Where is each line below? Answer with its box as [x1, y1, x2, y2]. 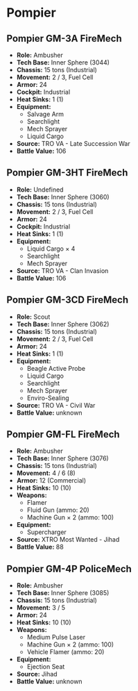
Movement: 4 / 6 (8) [16, 469, 76, 477]
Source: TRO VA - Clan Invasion [16, 266, 109, 275]
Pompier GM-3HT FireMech [6, 167, 128, 178]
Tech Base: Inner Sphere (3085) [16, 589, 110, 597]
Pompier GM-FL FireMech [6, 428, 120, 440]
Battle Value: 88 [16, 543, 64, 551]
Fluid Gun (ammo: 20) [26, 506, 89, 515]
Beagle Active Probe [26, 364, 86, 372]
